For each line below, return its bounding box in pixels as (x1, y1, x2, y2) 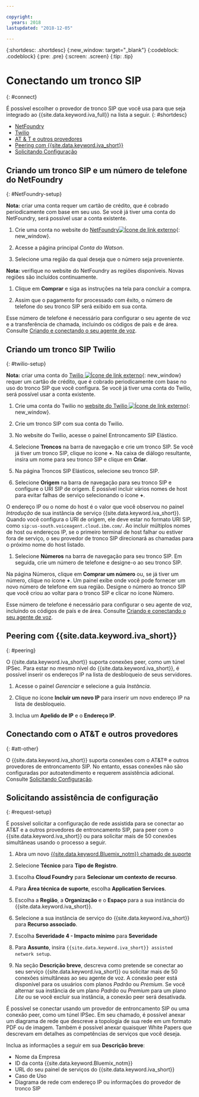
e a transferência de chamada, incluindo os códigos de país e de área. (6, 321, 178, 328)
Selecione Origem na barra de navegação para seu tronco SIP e (14, 479, 172, 486)
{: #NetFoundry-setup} (6, 191, 62, 198)
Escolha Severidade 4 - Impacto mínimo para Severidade (14, 933, 158, 940)
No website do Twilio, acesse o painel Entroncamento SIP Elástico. (14, 431, 178, 438)
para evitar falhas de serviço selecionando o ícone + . (14, 491, 146, 498)
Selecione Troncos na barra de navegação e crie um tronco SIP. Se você (14, 443, 194, 450)
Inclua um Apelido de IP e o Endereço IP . (14, 712, 116, 719)
